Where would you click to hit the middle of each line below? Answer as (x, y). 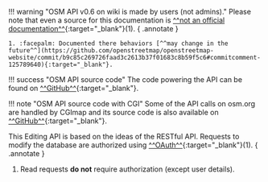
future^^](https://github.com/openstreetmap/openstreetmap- (111, 51)
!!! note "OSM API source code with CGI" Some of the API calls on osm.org (132, 103)
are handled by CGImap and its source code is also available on (113, 112)
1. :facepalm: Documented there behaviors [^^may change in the (118, 43)
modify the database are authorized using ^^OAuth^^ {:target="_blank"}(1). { (133, 145)
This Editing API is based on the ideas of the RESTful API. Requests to (124, 136)
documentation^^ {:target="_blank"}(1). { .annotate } (93, 29)
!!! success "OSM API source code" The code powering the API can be (126, 79)
